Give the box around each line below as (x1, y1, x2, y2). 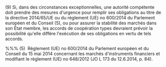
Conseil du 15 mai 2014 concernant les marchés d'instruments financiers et (5, 51, 160, 57)
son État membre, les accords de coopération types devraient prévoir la (5, 25, 153, 31)
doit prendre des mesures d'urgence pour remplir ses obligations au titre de (5, 9, 161, 15)
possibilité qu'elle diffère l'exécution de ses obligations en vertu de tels (5, 31, 151, 36)
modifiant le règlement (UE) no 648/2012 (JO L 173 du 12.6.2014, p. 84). (5, 56, 153, 62)
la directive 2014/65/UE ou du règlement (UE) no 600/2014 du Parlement (5, 15, 155, 20)
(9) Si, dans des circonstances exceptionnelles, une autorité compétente (5, 4, 155, 10)
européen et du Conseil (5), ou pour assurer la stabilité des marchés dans (5, 20, 156, 26)
